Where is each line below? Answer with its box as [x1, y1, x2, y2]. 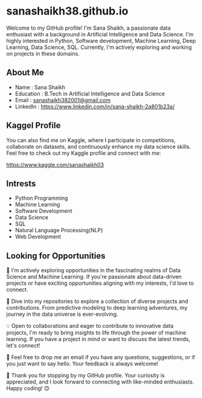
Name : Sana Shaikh [14, 83, 65, 91]
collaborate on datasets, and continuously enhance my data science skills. [6, 143, 191, 150]
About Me [6, 68, 44, 78]
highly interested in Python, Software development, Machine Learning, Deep [6, 37, 196, 44]
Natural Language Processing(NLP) [14, 227, 104, 234]
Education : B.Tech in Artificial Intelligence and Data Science [14, 90, 165, 97]
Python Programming [14, 195, 68, 202]
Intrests [6, 178, 36, 189]
